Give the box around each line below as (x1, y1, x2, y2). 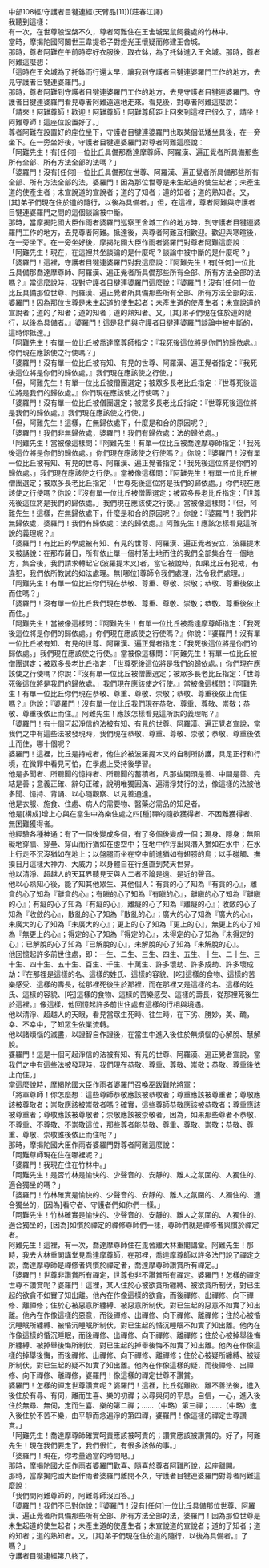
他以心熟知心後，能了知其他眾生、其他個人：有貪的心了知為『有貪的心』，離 (8, 879, 258, 889)
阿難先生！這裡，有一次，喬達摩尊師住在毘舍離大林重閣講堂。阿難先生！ (8, 1240, 247, 1250)
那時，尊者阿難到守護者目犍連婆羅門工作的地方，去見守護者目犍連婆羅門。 (8, 87, 254, 96)
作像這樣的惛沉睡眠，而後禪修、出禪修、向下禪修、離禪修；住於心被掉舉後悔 (8, 1331, 261, 1339)
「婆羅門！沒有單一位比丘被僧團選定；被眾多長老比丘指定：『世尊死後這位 (8, 398, 251, 407)
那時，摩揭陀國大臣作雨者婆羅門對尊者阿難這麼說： (8, 1140, 177, 1149)
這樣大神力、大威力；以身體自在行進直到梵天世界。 (29, 859, 198, 869)
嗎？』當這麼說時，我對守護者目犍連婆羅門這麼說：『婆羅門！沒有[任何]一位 (8, 278, 256, 287)
